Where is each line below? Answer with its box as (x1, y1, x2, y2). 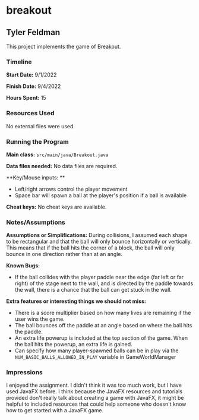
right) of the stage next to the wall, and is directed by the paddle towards (14, 280, 194, 287)
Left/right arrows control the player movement (14, 185, 128, 192)
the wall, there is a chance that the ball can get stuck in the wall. (14, 286, 172, 293)
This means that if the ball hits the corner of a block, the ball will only (6, 244, 175, 251)
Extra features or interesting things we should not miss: (6, 298, 147, 305)
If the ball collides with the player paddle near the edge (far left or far (14, 274, 184, 281)
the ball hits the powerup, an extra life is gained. (14, 341, 132, 348)
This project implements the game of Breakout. (6, 43, 121, 50)
